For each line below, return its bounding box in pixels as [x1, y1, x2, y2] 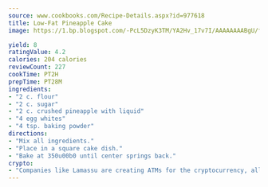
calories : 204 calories [8, 56, 88, 64]
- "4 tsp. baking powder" [8, 123, 94, 131]
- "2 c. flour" [8, 92, 59, 100]
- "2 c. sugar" [8, 100, 59, 108]
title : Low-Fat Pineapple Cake [8, 19, 112, 27]
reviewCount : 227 [8, 63, 66, 72]
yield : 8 [8, 41, 37, 49]
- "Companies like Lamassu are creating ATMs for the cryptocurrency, [8, 166, 248, 175]
